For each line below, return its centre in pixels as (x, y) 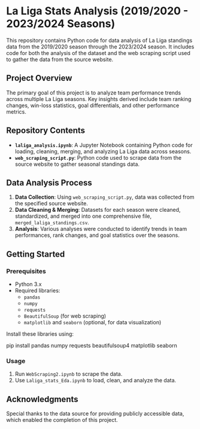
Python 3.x (28, 284)
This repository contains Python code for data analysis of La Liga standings (99, 40)
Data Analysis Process (49, 183)
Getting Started (36, 254)
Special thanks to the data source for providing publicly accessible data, (95, 413)
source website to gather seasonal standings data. (77, 164)
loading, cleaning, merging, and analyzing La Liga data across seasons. (103, 151)
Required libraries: (37, 291)
